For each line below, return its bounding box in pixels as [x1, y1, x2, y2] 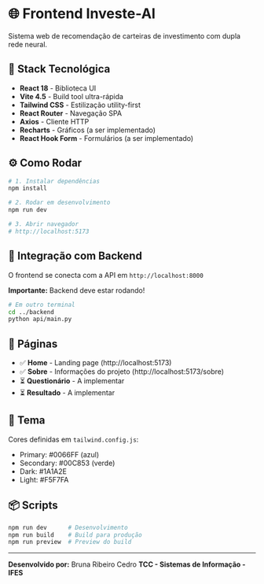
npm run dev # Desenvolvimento [8, 523, 128, 531]
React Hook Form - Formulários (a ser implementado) [19, 133, 194, 142]
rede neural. [8, 39, 48, 49]
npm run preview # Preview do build [8, 538, 132, 546]
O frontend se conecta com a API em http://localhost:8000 [8, 270, 204, 279]
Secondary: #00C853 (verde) [19, 458, 115, 468]
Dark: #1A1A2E [19, 466, 67, 476]
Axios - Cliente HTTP [19, 116, 90, 126]
